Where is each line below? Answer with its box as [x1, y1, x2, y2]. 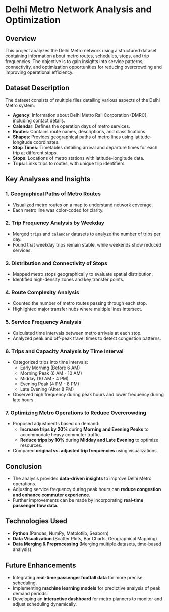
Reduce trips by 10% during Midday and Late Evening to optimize [20, 437, 159, 443]
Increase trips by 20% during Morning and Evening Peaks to [20, 426, 149, 432]
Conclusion [5, 462, 42, 471]
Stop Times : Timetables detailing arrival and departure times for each [12, 144, 158, 150]
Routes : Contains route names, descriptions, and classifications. [12, 128, 147, 134]
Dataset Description [5, 84, 70, 92]
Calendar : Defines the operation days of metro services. [12, 123, 130, 129]
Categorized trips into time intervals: [12, 359, 88, 365]
